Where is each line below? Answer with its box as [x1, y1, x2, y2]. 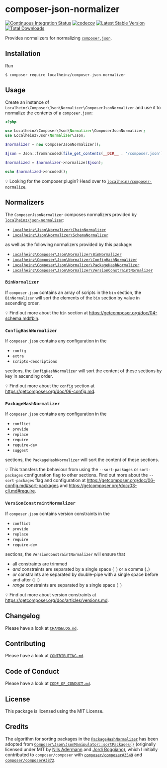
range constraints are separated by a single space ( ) [12, 582, 122, 588]
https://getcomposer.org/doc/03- [69, 483, 137, 489]
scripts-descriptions [12, 359, 57, 364]
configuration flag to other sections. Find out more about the [24, 472, 148, 478]
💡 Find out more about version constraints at [5, 591, 96, 597]
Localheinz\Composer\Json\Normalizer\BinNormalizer [12, 252, 122, 257]
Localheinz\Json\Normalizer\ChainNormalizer [12, 227, 106, 233]
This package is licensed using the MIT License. [5, 708, 104, 714]
